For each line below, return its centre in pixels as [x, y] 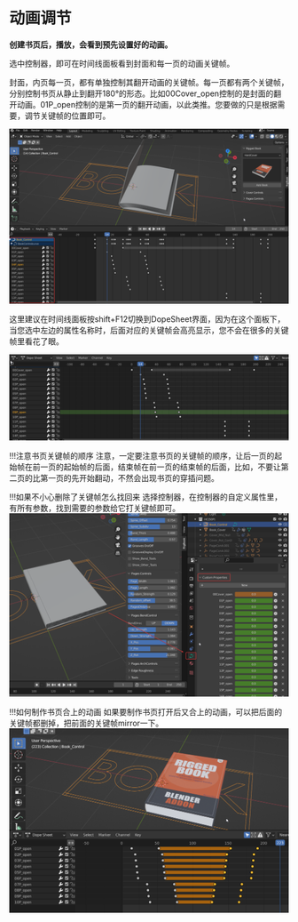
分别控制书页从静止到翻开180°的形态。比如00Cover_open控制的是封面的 [141, 93]
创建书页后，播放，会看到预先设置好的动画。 [91, 44]
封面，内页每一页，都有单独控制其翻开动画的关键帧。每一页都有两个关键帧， [149, 82]
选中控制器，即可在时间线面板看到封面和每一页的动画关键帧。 [122, 63]
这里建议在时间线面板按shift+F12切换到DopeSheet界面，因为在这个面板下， [147, 319]
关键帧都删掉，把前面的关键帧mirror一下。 [86, 723]
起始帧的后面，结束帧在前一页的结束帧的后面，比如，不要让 [172, 467]
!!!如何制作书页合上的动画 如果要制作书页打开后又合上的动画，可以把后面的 [146, 712]
